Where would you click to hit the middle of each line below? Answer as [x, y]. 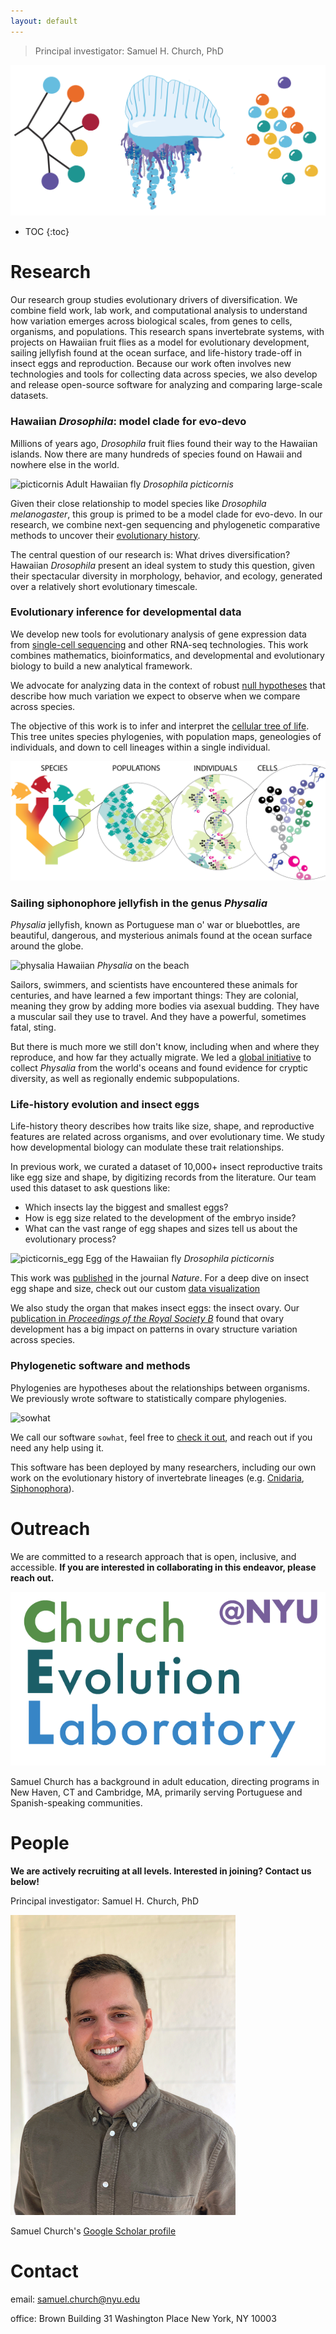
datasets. [29, 396]
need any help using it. [57, 1447]
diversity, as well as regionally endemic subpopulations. [125, 1079]
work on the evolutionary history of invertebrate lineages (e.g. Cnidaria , [157, 1477]
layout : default [44, 21]
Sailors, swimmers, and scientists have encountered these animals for [154, 985]
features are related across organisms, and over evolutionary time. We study [167, 1137]
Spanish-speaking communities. [76, 1802]
